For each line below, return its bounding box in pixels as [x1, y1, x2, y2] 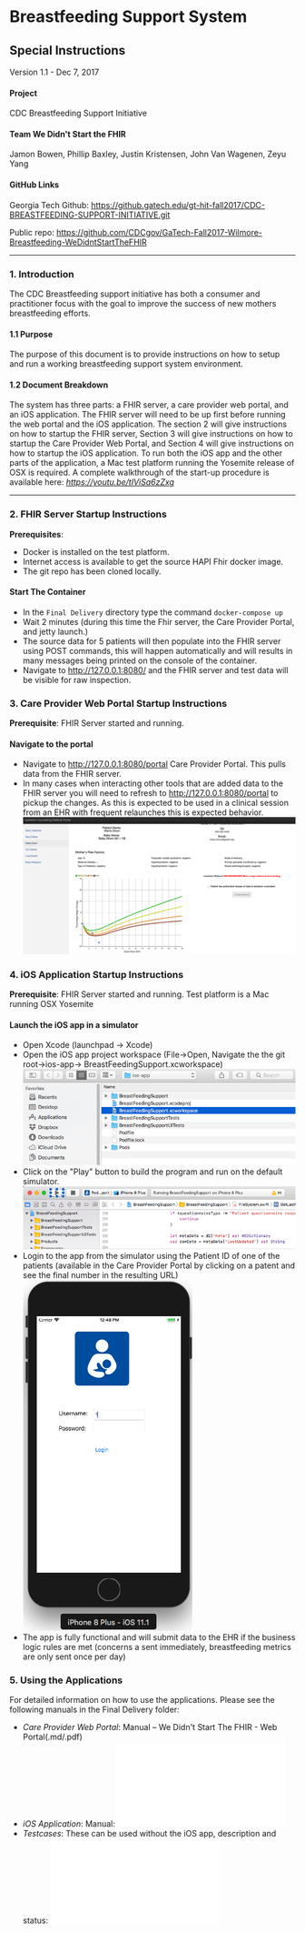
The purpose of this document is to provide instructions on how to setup [9, 348, 280, 360]
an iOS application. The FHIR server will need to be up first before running [9, 409, 286, 420]
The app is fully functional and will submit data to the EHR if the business [22, 1631, 296, 1643]
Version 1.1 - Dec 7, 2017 [9, 66, 100, 77]
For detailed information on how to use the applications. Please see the [9, 1695, 275, 1706]
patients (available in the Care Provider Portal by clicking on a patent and [22, 1260, 296, 1271]
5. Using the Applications [9, 1674, 123, 1686]
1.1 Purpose [9, 328, 53, 339]
